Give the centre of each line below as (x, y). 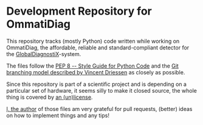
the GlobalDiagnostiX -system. (44, 54)
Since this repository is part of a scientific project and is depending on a (97, 84)
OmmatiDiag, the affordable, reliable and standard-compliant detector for (98, 48)
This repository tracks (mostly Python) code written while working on (93, 41)
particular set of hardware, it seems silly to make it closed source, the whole (102, 90)
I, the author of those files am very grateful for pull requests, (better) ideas (99, 109)
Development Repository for (79, 11)
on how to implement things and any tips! (58, 115)
